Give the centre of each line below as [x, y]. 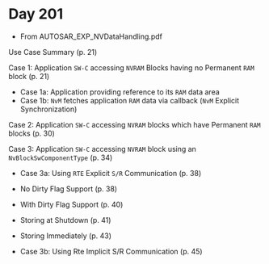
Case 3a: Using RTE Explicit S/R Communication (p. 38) [111, 173]
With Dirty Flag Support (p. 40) [71, 204]
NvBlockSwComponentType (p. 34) [61, 157]
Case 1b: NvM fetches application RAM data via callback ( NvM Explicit [130, 100]
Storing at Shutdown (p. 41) [65, 220]
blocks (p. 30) [32, 133]
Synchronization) [48, 109]
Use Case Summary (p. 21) [53, 52]
